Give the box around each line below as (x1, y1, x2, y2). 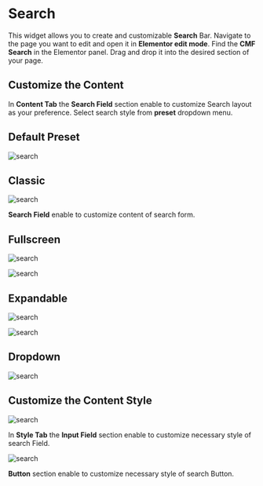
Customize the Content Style (8, 394, 152, 407)
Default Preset (8, 130, 80, 144)
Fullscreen (8, 232, 61, 246)
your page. (8, 56, 43, 65)
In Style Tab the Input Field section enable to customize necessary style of (8, 429, 252, 440)
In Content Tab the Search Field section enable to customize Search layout (8, 99, 252, 108)
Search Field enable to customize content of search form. (8, 210, 195, 220)
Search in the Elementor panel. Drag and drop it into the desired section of (8, 47, 250, 57)
